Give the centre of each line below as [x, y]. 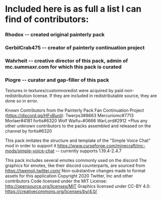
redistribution [18, 96]
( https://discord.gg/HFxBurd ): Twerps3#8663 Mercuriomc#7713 [69, 116]
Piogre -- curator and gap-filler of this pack [57, 80]
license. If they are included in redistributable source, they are [95, 96]
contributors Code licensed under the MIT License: [56, 181]
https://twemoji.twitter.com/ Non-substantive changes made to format [75, 171]
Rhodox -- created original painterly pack [55, 35]
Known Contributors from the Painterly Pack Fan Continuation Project [75, 110]
